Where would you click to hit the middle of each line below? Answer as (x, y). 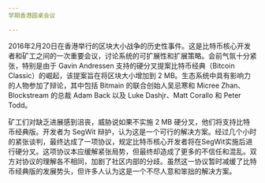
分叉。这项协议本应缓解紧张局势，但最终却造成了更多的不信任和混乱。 (136, 151)
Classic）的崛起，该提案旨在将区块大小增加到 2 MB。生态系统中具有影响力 (129, 75)
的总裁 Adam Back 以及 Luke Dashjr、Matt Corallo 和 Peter (146, 95)
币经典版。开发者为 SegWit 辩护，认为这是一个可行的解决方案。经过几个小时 (132, 132)
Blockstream (29, 95)
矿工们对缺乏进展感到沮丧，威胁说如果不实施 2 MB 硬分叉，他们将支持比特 (129, 121)
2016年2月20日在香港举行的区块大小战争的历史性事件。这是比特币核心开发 (129, 46)
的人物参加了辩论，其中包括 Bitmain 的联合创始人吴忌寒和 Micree (114, 85)
